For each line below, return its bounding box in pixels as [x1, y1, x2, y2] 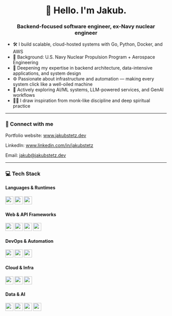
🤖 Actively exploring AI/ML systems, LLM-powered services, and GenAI [12, 87, 164, 93]
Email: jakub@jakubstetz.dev [5, 152, 67, 158]
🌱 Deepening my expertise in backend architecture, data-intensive [12, 65, 153, 71]
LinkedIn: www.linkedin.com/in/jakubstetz [5, 142, 94, 148]
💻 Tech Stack [5, 170, 41, 177]
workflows [12, 92, 35, 98]
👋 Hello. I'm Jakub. [45, 5, 127, 16]
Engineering [12, 59, 38, 66]
